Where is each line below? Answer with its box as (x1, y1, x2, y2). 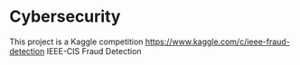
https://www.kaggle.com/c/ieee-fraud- (145, 36, 291, 47)
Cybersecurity (9, 6, 121, 27)
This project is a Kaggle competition (9, 36, 144, 47)
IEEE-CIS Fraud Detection (46, 45, 142, 56)
